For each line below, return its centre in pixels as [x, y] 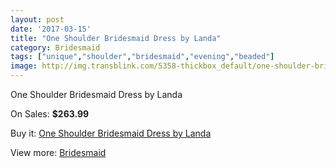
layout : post [37, 19]
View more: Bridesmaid [58, 152]
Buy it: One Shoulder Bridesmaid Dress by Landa [111, 133]
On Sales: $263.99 [50, 114]
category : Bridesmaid [55, 47]
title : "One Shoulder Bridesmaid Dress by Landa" [116, 38]
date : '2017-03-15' [51, 29]
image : [24, 66]
